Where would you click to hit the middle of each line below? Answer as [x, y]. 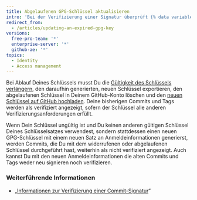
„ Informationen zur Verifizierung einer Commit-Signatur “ [83, 191]
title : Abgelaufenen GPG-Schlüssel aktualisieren [68, 11]
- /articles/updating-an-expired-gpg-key [63, 28]
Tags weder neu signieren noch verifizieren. [59, 162]
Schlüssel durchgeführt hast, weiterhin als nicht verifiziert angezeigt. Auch [96, 150]
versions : [18, 33]
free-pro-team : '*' [35, 39]
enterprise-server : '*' [40, 45]
